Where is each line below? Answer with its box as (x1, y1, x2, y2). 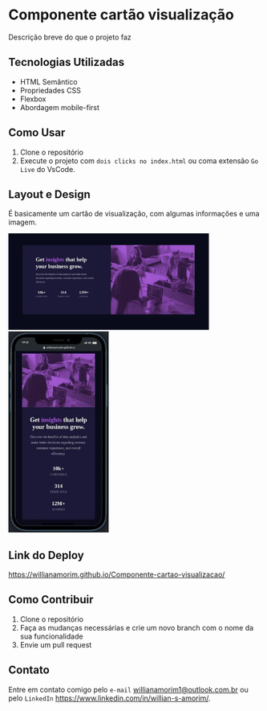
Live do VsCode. (19, 164, 76, 174)
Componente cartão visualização (8, 6, 234, 24)
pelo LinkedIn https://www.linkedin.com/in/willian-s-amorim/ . (8, 693, 211, 703)
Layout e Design (8, 187, 91, 201)
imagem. (8, 217, 38, 227)
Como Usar (8, 126, 66, 140)
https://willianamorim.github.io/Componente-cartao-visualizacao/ (8, 569, 225, 579)
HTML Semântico (19, 76, 78, 86)
